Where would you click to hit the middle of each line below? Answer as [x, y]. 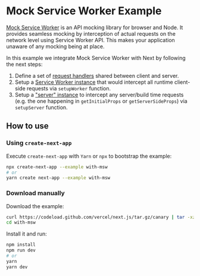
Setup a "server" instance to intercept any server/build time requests [99, 95]
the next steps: [24, 64]
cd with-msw [21, 222]
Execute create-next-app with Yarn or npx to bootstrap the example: [89, 156]
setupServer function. [41, 107]
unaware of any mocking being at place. [55, 46]
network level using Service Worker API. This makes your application [91, 40]
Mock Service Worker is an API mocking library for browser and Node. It [95, 27]
